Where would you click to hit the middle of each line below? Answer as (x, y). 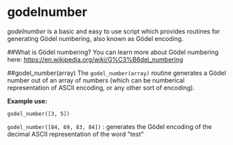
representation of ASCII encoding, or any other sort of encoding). (101, 87)
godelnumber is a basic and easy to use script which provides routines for (114, 31)
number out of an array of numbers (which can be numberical (96, 80)
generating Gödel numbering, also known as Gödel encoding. (95, 38)
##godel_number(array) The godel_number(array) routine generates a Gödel (117, 73)
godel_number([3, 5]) (39, 114)
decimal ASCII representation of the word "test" (76, 134)
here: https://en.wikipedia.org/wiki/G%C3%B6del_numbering (95, 59)
